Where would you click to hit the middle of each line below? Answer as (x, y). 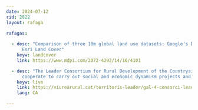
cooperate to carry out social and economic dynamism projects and (106, 76)
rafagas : (17, 33)
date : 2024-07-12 (27, 11)
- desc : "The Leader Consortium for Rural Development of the (89, 71)
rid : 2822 (18, 17)
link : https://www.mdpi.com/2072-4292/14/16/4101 (79, 60)
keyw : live (30, 82)
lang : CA (27, 93)
